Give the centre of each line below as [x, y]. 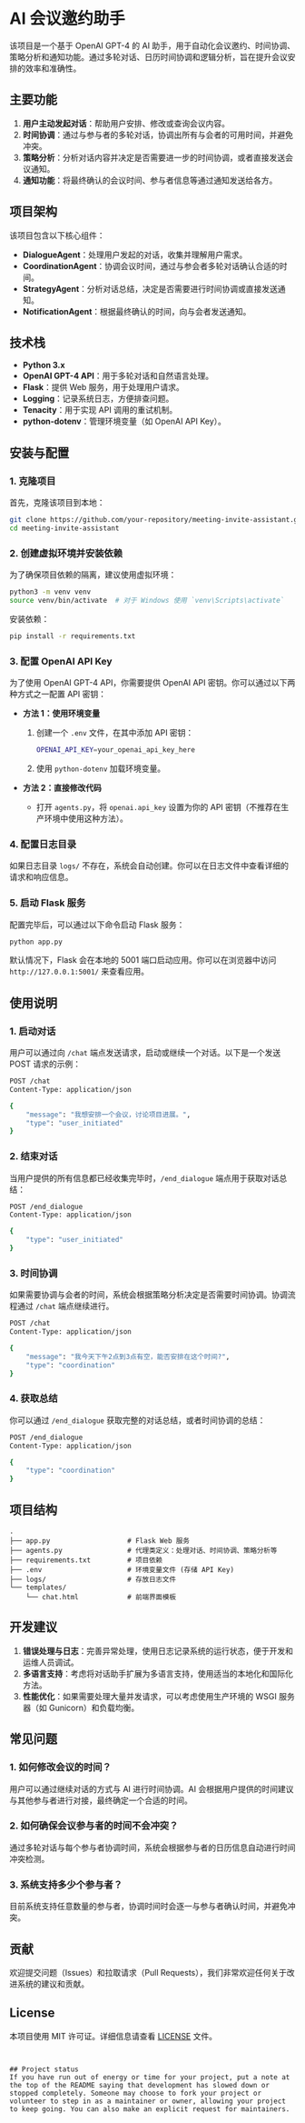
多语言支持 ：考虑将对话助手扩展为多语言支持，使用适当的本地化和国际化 [157, 1673]
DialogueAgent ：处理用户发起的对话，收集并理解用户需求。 [135, 255]
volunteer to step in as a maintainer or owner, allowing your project [148, 2101]
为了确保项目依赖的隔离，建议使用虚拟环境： [93, 575]
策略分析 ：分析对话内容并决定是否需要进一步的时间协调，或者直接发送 [154, 157]
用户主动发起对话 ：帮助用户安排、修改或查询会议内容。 [126, 123]
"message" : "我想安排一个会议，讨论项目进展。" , [108, 1115]
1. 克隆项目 [33, 481]
